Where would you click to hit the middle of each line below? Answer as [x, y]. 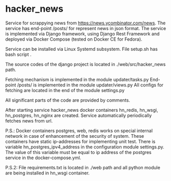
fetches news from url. [29, 120]
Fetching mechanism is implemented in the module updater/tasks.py [77, 79]
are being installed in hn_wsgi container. [47, 173]
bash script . [18, 54]
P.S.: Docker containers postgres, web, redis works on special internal [79, 131]
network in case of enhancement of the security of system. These [75, 136]
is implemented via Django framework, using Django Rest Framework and [82, 34]
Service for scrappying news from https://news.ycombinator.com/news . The [86, 23]
